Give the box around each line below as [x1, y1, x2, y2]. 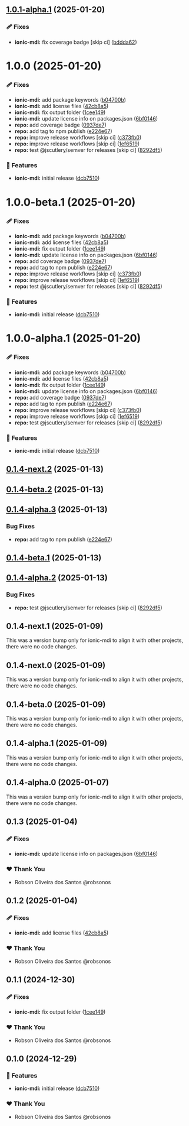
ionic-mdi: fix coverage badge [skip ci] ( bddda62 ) [14, 38, 137, 46]
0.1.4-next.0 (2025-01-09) [6, 660, 106, 670]
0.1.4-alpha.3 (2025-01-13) [6, 505, 108, 515]
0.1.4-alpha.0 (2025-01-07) [6, 777, 110, 788]
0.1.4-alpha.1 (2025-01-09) [6, 738, 108, 748]
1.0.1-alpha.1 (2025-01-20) [6, 5, 105, 15]
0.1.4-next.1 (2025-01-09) [6, 621, 104, 631]
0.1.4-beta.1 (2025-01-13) [6, 553, 102, 563]
